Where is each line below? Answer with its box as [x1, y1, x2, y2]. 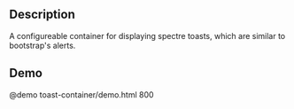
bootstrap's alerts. [9, 40, 76, 51]
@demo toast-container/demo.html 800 [9, 89, 154, 100]
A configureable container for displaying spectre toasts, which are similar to [9, 30, 286, 41]
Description [9, 7, 75, 22]
